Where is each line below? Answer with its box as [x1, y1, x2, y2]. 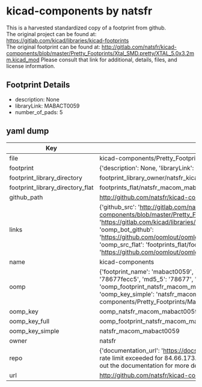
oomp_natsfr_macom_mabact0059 [99, 307, 199, 315]
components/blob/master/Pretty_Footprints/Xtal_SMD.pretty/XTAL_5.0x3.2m [6, 49, 194, 56]
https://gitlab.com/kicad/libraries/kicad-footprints [6, 37, 129, 44]
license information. [6, 62, 55, 70]
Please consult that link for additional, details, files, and [40, 56, 177, 63]
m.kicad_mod [6, 56, 40, 63]
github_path [9, 193, 43, 201]
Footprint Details [6, 80, 70, 90]
